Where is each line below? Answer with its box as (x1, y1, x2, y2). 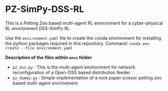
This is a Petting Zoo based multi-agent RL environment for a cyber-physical (5, 20, 163, 26)
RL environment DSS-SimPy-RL (5, 25, 70, 31)
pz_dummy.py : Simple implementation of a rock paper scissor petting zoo (12, 74, 162, 80)
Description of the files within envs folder (5, 54, 92, 60)
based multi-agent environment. (12, 80, 79, 86)
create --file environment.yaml (5, 45, 73, 50)
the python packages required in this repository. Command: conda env (5, 40, 150, 46)
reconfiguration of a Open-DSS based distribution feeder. (12, 69, 131, 75)
